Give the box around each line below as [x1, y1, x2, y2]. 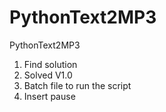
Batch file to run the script [23, 79, 132, 91]
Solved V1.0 [23, 69, 73, 81]
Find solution [23, 58, 78, 70]
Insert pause [23, 90, 76, 102]
